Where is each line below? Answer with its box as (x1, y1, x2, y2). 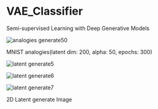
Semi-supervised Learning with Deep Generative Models (6, 24, 150, 32)
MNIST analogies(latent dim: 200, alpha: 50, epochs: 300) (6, 48, 152, 56)
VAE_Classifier (6, 4, 83, 18)
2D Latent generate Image (6, 96, 72, 103)
